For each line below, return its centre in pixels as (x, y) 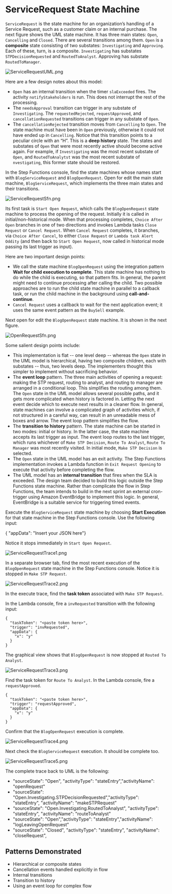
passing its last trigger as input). (39, 247)
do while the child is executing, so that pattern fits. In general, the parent (89, 277)
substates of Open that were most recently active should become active (88, 146)
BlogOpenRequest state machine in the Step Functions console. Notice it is (82, 568)
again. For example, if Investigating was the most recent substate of (85, 151)
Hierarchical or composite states (47, 864)
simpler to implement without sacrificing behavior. (66, 371)
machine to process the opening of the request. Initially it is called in (77, 214)
